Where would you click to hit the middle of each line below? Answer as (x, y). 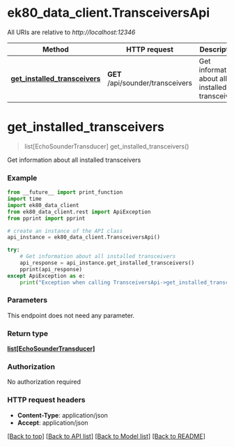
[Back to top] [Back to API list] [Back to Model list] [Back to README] (106, 436)
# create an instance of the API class (65, 231)
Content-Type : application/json (62, 415)
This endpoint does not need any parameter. (71, 315)
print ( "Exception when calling (65, 282)
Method (56, 49)
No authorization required (44, 382)
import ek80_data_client (43, 205)
